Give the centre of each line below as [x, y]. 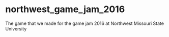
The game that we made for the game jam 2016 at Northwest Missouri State [85, 23]
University [16, 28]
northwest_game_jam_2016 [65, 9]
